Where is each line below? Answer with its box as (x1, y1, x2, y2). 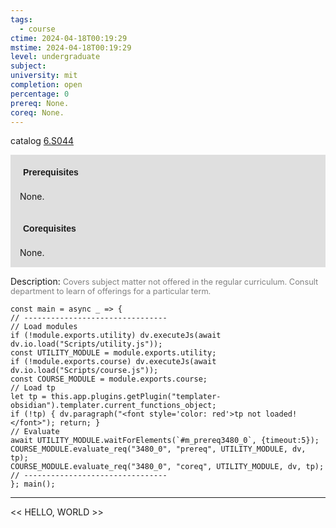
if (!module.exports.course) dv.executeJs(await (10, 357, 217, 367)
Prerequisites (23, 167, 79, 178)
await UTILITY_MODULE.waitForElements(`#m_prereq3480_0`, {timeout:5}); (10, 436, 320, 446)
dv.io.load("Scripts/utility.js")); (10, 339, 163, 350)
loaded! (265, 409, 298, 420)
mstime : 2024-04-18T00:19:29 (10, 42, 132, 53)
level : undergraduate (10, 52, 101, 62)
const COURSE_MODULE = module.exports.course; (10, 374, 208, 385)
